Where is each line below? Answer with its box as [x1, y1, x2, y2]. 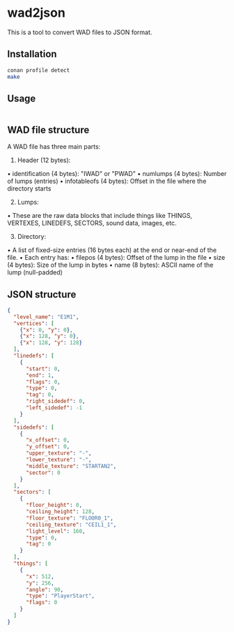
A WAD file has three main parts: [7, 142, 101, 151]
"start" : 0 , [25, 365, 61, 372]
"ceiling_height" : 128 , [25, 508, 95, 515]
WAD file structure [7, 124, 90, 135]
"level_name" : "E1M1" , [13, 313, 79, 321]
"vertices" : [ [13, 320, 54, 327]
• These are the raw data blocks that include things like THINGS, [7, 212, 193, 220]
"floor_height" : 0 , [25, 501, 82, 509]
